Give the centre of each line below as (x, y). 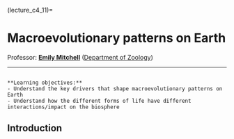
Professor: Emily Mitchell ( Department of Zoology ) (80, 57)
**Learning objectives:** (45, 83)
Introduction (35, 128)
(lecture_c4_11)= (30, 10)
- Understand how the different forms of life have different (99, 101)
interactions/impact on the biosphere (63, 107)
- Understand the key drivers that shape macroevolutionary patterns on (115, 89)
